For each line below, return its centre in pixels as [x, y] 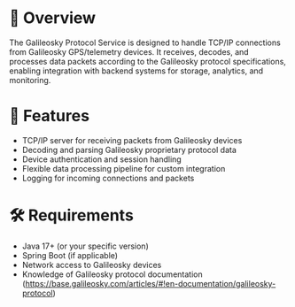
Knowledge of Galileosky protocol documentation [112, 274]
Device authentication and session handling [101, 159]
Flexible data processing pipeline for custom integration [124, 168]
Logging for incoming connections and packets [108, 178]
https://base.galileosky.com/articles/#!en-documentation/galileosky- [151, 283]
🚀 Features [50, 116]
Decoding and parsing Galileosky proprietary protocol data [129, 150]
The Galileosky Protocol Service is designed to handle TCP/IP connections [145, 42]
